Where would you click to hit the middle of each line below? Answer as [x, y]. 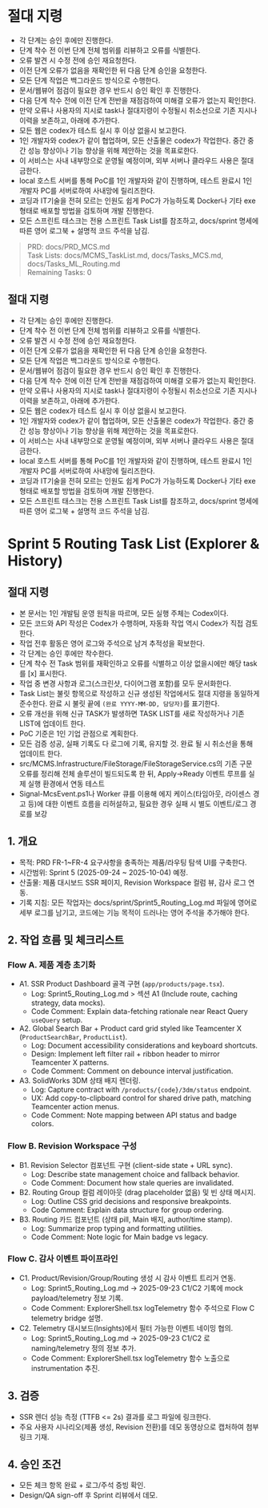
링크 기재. [34, 1437]
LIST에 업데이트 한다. [52, 724]
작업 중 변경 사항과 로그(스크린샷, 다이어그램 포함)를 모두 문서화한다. [125, 683]
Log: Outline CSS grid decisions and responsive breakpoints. [131, 1201]
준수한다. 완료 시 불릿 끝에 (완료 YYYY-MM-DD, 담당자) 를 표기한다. [119, 703]
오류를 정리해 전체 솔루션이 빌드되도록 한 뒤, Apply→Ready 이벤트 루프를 [133, 773]
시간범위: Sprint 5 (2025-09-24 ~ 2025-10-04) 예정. [104, 872]
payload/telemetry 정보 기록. [77, 1298]
